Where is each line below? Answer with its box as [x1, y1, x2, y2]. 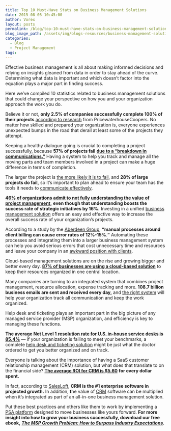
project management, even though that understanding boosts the [5, 200, 148, 206]
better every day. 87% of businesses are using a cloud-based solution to [5, 263, 161, 269]
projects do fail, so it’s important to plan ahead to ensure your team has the [5, 179, 164, 185]
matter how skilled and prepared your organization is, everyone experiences [5, 122, 165, 128]
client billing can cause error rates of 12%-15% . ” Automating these [5, 231, 149, 237]
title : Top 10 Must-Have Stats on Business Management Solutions [5, 7, 147, 13]
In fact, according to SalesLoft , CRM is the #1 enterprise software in [5, 383, 149, 389]
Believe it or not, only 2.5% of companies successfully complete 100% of [5, 111, 163, 117]
